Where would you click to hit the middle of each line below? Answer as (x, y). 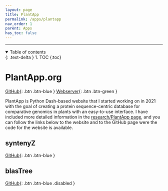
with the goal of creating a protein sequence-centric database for (73, 106)
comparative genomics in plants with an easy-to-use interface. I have (77, 111)
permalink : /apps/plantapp (33, 19)
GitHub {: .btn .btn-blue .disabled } (40, 183)
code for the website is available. (39, 127)
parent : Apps (19, 28)
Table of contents (28, 52)
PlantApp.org (33, 77)
